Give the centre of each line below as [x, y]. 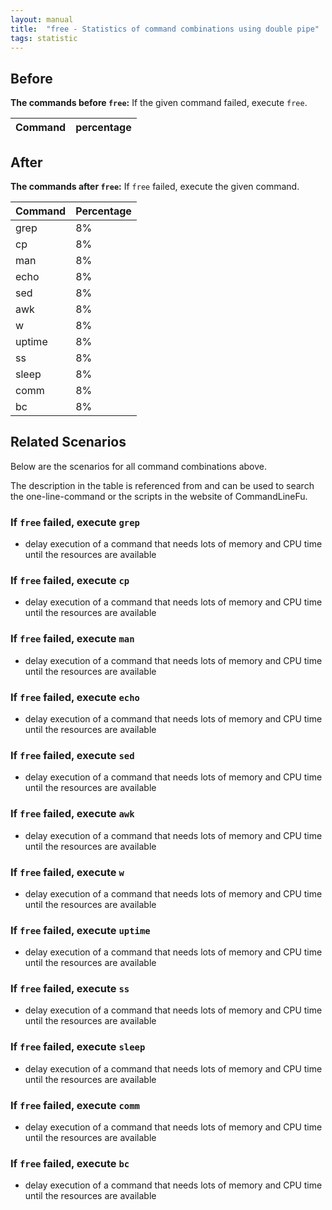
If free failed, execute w [67, 872]
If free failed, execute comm [75, 1105]
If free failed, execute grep [75, 522]
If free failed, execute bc [70, 1163]
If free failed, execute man [72, 639]
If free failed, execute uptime [80, 930]
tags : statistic [44, 38]
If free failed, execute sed [72, 755]
